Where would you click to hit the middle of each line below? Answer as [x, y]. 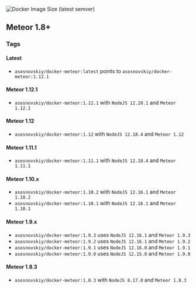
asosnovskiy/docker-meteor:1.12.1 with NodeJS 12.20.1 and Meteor [95, 102]
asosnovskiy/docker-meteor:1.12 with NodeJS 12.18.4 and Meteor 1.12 [99, 134]
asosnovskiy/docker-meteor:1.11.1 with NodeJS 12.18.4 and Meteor [95, 160]
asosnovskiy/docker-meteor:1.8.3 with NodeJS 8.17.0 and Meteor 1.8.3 [100, 280]
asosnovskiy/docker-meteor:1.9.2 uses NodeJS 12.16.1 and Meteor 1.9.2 [102, 241]
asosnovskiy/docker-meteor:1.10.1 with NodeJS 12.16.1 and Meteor [95, 203]
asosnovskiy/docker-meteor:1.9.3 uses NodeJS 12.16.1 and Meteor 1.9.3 [102, 235]
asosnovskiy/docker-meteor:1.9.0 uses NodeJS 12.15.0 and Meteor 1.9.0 [102, 253]
